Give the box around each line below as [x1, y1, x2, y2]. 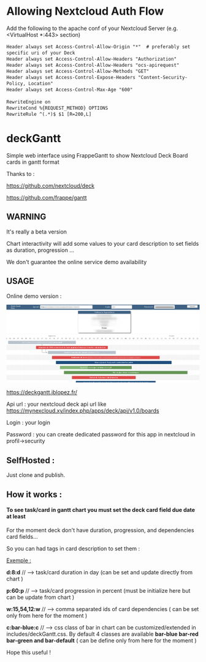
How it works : [6, 489, 63, 500]
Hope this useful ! [6, 649, 51, 656]
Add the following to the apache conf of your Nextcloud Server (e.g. [6, 25, 178, 32]
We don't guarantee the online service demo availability [6, 258, 147, 265]
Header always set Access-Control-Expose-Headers [6, 74, 136, 80]
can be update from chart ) [6, 593, 75, 601]
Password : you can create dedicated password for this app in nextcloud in [6, 431, 196, 438]
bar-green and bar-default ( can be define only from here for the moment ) [6, 636, 197, 644]
